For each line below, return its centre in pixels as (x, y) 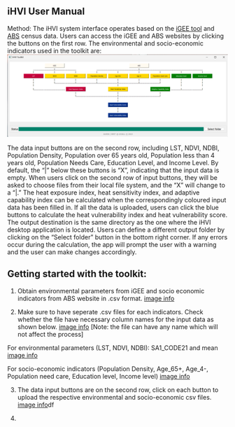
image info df (36, 405)
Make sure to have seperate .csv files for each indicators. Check (110, 311)
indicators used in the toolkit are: (55, 50)
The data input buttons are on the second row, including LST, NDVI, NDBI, (113, 148)
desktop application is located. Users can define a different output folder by (116, 230)
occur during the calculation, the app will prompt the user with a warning (112, 244)
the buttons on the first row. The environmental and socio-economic (106, 43)
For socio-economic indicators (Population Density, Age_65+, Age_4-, (108, 369)
